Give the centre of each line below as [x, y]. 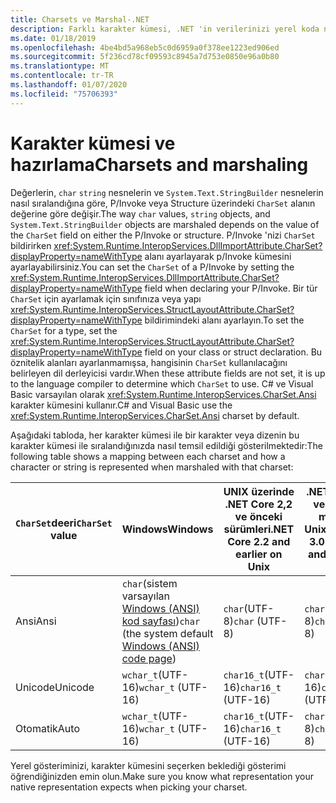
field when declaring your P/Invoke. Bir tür [231, 288]
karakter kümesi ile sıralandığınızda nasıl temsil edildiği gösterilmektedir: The [166, 445]
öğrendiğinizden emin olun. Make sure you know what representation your [162, 776]
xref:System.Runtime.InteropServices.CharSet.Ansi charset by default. [155, 415]
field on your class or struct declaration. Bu [233, 352]
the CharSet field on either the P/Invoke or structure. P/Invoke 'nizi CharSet [163, 235]
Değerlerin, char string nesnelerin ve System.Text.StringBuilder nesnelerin [167, 192]
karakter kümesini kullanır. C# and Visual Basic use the [121, 405]
